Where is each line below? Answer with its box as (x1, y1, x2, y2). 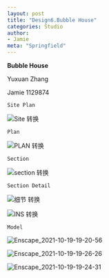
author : (7, 29, 30, 37)
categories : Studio (7, 23, 63, 30)
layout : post (7, 10, 45, 17)
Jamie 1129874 (7, 88, 50, 96)
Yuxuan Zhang (7, 75, 49, 83)
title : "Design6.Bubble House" (7, 17, 97, 24)
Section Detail (7, 182, 51, 189)
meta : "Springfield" (7, 42, 67, 49)
